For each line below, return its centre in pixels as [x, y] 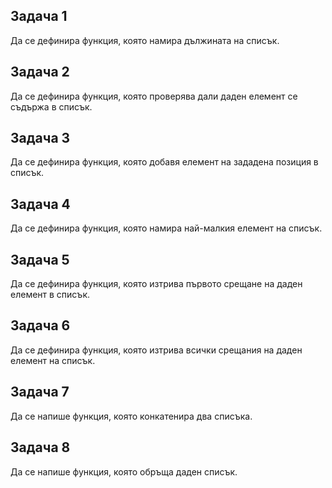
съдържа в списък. [51, 106]
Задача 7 [40, 392]
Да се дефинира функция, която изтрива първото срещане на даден [156, 284]
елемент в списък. [50, 295]
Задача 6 [40, 325]
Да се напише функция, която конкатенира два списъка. [131, 416]
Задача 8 [40, 447]
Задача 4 [40, 204]
